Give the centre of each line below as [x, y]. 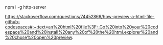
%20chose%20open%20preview [39, 37]
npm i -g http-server [26, 7]
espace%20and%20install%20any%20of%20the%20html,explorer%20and [81, 32]
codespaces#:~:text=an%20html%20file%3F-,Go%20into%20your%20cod [81, 27]
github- [13, 22]
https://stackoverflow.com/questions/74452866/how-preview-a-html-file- [80, 16]
